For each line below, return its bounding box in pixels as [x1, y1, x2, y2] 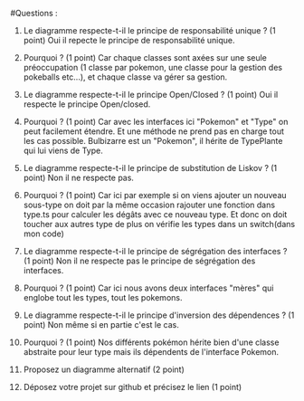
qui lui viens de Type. [23, 145, 103, 156]
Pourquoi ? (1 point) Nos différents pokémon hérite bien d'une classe [23, 337, 280, 348]
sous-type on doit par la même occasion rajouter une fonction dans [23, 199, 275, 210]
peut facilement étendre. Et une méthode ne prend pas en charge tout [23, 126, 284, 137]
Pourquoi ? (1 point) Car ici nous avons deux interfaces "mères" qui [23, 282, 274, 293]
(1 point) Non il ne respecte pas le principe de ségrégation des [23, 255, 256, 266]
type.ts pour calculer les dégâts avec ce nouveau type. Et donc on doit [23, 209, 288, 220]
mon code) [23, 228, 64, 239]
